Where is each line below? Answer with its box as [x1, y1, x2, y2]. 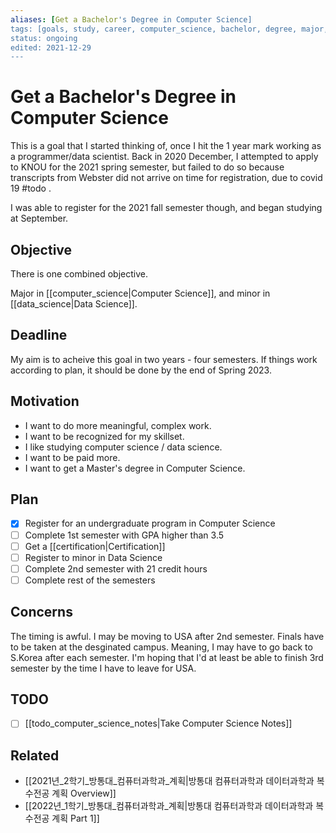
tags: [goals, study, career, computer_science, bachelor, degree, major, [10, 24, 329, 34]
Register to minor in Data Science [24, 551, 163, 563]
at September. [10, 212, 69, 225]
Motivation [10, 393, 80, 410]
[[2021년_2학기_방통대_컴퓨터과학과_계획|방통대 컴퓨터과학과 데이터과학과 [24, 775, 315, 787]
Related [10, 747, 60, 764]
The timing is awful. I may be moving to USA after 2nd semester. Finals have [10, 630, 325, 642]
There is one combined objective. [10, 268, 148, 280]
